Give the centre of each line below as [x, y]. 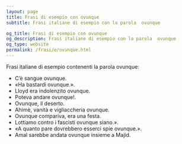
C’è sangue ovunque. [41, 78]
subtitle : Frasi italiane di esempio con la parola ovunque [83, 23]
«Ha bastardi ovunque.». [45, 84]
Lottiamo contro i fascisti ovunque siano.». [66, 122]
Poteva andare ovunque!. [45, 97]
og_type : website [28, 44]
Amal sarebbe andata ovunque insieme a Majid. [73, 135]
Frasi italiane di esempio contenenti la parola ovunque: [73, 66]
